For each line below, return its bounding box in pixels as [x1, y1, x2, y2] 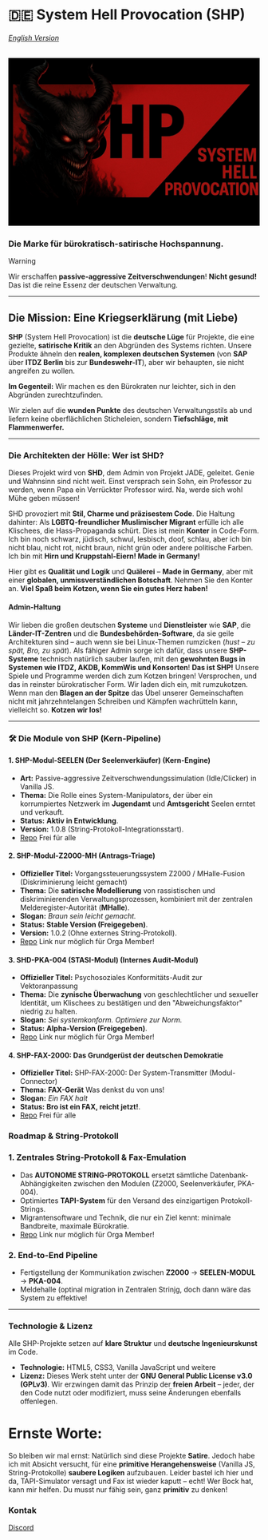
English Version [8, 33, 60, 42]
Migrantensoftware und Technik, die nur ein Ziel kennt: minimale [19, 1213, 231, 1222]
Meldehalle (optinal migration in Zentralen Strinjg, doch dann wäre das [19, 1284, 251, 1294]
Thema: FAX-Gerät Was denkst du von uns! [19, 1085, 165, 1095]
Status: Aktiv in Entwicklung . [19, 816, 119, 825]
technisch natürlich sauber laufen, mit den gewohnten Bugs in [39, 653, 246, 664]
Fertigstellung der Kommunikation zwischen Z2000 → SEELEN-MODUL [19, 1268, 256, 1277]
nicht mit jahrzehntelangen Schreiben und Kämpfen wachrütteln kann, [8, 697, 238, 706]
